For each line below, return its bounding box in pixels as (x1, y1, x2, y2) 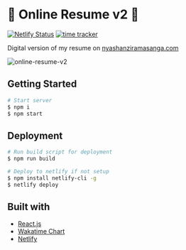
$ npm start (7, 110, 43, 117)
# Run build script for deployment (7, 148, 113, 156)
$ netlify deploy (7, 181, 59, 188)
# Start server (7, 97, 53, 104)
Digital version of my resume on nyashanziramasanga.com (7, 43, 179, 52)
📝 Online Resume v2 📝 (7, 6, 140, 23)
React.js (17, 219, 42, 228)
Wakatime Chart (17, 227, 65, 236)
